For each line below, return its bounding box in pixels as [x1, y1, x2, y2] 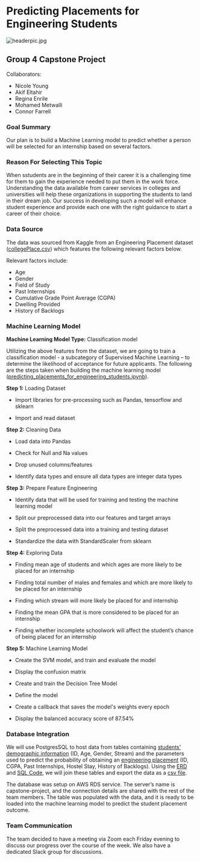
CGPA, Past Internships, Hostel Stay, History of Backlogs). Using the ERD [6, 763, 187, 770]
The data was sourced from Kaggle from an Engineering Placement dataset [6, 239, 193, 246]
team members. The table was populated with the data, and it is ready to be [6, 794, 194, 801]
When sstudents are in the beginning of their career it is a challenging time [6, 172, 192, 179]
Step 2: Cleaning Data [6, 426, 61, 433]
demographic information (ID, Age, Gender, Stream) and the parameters [6, 750, 185, 757]
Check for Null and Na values [14, 449, 88, 456]
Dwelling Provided [14, 300, 60, 308]
